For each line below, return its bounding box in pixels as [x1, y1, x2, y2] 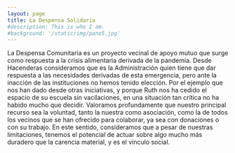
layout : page [7, 10, 46, 17]
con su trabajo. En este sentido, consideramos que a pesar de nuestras [7, 123, 213, 131]
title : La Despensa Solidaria [7, 17, 96, 24]
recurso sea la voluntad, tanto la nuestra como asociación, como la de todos [7, 108, 228, 117]
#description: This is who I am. [7, 23, 105, 30]
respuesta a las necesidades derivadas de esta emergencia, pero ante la [7, 71, 217, 80]
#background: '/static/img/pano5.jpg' [7, 29, 121, 37]
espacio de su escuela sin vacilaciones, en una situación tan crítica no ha [7, 94, 220, 102]
